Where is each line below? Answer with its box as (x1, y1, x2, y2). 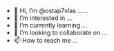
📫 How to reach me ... (13, 37, 78, 44)
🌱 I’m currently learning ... (13, 21, 88, 29)
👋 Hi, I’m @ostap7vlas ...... (13, 7, 88, 14)
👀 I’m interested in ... (13, 14, 73, 22)
